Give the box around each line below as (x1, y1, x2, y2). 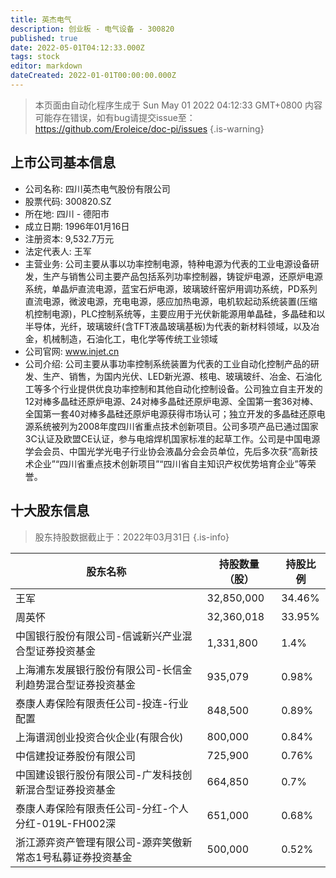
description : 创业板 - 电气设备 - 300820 (10, 24, 175, 34)
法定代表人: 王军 (24, 245, 92, 257)
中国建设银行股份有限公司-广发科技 (15, 767, 183, 781)
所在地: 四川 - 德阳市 (24, 207, 110, 220)
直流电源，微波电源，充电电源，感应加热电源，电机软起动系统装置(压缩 (24, 295, 318, 307)
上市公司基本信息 (10, 154, 116, 171)
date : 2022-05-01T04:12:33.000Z (10, 42, 145, 53)
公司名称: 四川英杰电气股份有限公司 (24, 182, 171, 195)
